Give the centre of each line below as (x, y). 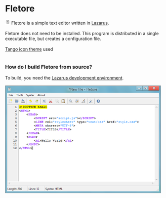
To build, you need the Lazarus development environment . (64, 78)
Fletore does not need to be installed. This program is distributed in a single (82, 33)
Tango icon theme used (29, 49)
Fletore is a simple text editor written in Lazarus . (60, 23)
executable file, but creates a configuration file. (53, 39)
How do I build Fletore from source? (49, 67)
